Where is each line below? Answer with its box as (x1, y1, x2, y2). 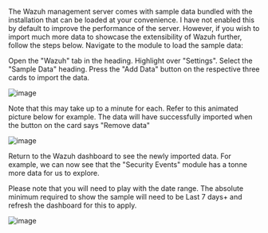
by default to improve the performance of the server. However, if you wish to (8, 24, 260, 33)
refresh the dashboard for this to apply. (8, 200, 137, 210)
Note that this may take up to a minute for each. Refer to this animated (8, 103, 239, 113)
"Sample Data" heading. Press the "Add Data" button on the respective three (8, 64, 261, 74)
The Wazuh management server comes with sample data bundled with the (8, 7, 253, 16)
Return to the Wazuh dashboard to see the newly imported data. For (8, 151, 231, 161)
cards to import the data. (8, 73, 90, 82)
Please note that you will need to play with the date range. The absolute (8, 184, 244, 193)
